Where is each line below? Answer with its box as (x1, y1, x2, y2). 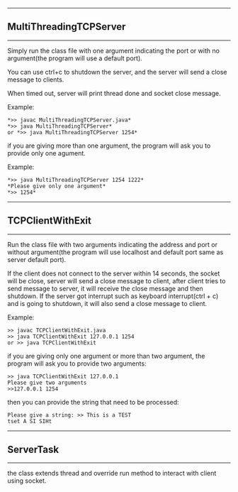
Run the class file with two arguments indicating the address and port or (7, 240, 218, 248)
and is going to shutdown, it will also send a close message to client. (7, 299, 208, 307)
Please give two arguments (7, 379, 87, 386)
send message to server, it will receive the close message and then (7, 284, 203, 293)
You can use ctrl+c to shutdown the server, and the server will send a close (7, 67, 227, 76)
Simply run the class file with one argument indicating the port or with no (7, 46, 220, 55)
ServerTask (7, 444, 59, 456)
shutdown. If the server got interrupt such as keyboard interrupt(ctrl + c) (7, 292, 219, 300)
